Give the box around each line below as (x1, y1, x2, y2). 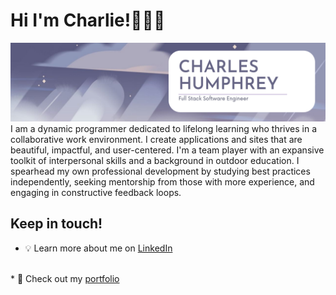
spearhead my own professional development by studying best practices (10, 165, 311, 177)
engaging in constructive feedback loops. (10, 186, 182, 198)
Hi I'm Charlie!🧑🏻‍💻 (10, 9, 166, 32)
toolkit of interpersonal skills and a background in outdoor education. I (10, 154, 300, 166)
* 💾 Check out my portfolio (10, 272, 120, 284)
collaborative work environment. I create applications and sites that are (10, 133, 303, 145)
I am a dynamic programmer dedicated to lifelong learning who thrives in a (10, 122, 318, 134)
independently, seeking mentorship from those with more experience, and (10, 175, 315, 188)
